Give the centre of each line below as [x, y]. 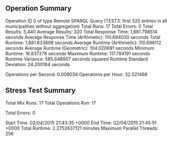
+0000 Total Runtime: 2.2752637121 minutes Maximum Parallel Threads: [82, 128]
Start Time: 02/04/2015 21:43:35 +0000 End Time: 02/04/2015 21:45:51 [81, 123]
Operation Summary [39, 8]
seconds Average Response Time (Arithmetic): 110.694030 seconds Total [83, 37]
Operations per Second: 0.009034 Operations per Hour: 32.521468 [77, 74]
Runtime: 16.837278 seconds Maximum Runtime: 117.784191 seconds [78, 53]
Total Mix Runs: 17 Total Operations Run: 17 [51, 103]
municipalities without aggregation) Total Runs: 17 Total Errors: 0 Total [79, 26]
